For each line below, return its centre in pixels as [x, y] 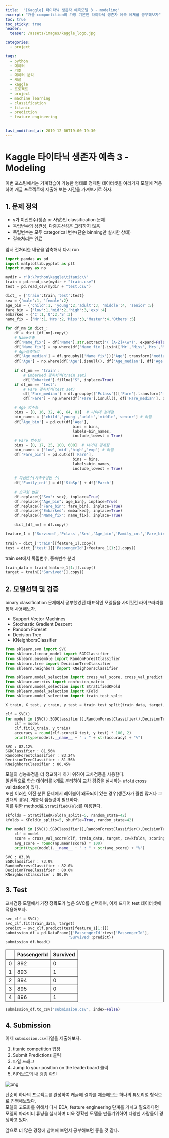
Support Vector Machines [39, 619]
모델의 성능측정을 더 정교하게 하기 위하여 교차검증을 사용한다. [65, 774]
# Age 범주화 [26, 408]
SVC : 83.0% [18, 857]
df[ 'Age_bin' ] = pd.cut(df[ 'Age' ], [52, 422]
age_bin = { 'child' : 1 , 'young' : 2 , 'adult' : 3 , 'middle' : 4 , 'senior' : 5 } [80, 305]
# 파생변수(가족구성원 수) [37, 478]
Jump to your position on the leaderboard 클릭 [60, 1067]
